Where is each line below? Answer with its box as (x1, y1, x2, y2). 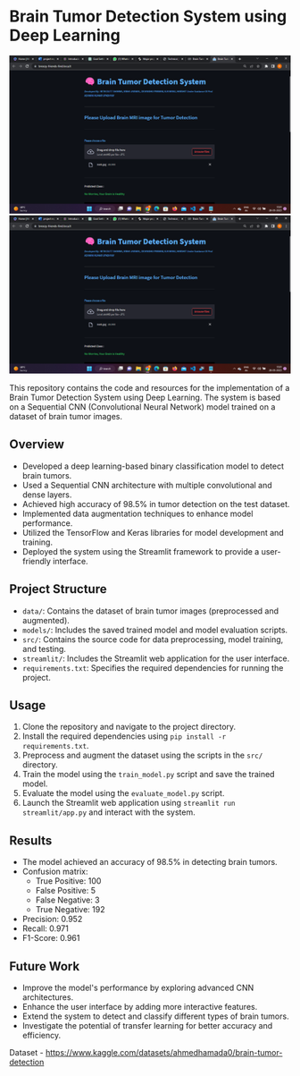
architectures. (21, 992, 74, 1003)
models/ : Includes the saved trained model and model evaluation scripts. (21, 624, 288, 635)
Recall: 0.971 (21, 923, 69, 934)
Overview (9, 436, 65, 453)
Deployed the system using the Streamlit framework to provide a (21, 546, 260, 556)
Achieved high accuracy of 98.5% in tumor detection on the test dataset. (21, 498, 290, 509)
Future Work (9, 959, 80, 974)
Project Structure (9, 581, 107, 597)
